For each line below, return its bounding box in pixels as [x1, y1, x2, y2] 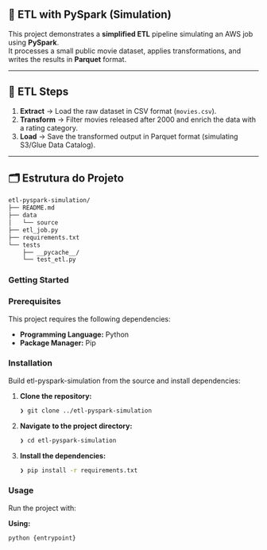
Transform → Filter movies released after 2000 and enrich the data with [19, 115, 257, 124]
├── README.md [8, 204, 56, 212]
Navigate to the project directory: [19, 421, 133, 431]
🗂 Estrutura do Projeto [8, 172, 125, 185]
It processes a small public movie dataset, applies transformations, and [8, 45, 242, 56]
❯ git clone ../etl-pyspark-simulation [19, 407, 153, 415]
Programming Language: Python [19, 330, 130, 339]
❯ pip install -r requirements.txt [19, 466, 138, 474]
